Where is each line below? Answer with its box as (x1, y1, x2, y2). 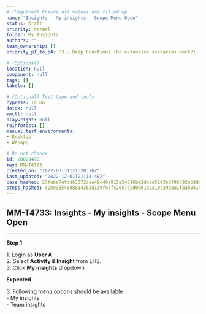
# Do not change (6, 151, 48, 157)
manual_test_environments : (6, 128, 75, 134)
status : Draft (6, 20, 43, 26)
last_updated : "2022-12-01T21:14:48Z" (6, 173, 105, 180)
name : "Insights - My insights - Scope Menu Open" (6, 15, 139, 21)
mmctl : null (6, 111, 37, 117)
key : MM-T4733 (6, 162, 43, 168)
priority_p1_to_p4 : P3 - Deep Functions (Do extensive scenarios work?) (6, 49, 196, 55)
